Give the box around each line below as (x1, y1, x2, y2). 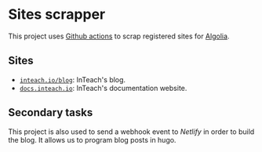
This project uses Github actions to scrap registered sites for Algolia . (8, 31, 230, 41)
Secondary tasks (8, 106, 93, 119)
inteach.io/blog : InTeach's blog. (19, 74, 126, 84)
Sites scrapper (8, 5, 106, 24)
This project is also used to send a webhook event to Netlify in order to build (8, 127, 255, 136)
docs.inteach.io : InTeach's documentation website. (19, 83, 187, 92)
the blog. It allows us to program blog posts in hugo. (8, 135, 176, 144)
